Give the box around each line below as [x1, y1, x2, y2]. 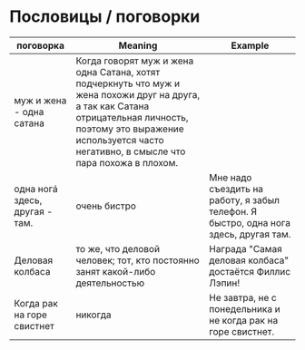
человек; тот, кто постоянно [75, 254, 200, 267]
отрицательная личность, [75, 111, 189, 123]
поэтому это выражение [75, 122, 184, 135]
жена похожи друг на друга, [75, 88, 201, 101]
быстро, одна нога [208, 216, 290, 228]
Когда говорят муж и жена [75, 54, 194, 67]
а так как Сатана [75, 100, 150, 112]
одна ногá [14, 182, 59, 195]
